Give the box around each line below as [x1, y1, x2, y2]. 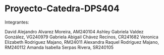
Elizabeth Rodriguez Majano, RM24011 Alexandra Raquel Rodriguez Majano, [4, 39, 159, 45]
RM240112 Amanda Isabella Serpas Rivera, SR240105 [4, 44, 114, 50]
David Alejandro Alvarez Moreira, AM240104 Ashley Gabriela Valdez [4, 28, 144, 34]
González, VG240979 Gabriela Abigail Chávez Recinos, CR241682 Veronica [4, 34, 159, 40]
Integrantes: [4, 19, 29, 25]
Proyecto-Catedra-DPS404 [4, 3, 120, 14]
